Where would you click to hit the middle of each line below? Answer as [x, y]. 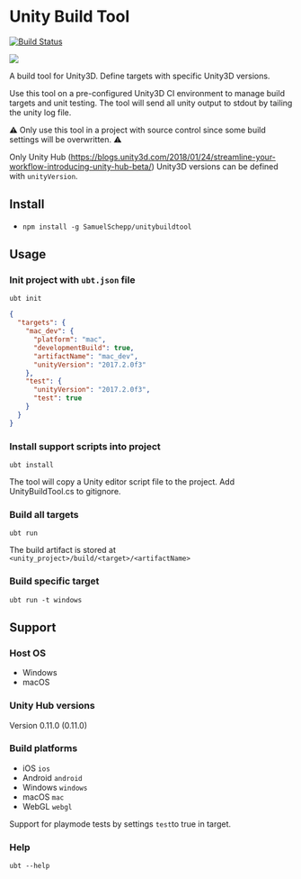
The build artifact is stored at [63, 550]
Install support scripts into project [85, 446]
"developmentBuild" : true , [84, 348]
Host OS [28, 653]
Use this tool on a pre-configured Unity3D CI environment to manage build [147, 93]
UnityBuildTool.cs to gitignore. [65, 491]
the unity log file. [40, 112]
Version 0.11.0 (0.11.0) [49, 725]
